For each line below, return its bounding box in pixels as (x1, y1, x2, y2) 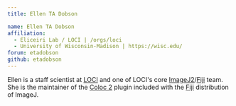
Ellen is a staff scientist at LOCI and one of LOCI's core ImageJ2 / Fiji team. (7, 75, 224, 83)
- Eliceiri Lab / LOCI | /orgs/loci (14, 36, 122, 43)
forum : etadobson (7, 49, 59, 57)
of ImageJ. (7, 90, 39, 99)
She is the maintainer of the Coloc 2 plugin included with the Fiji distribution (7, 83, 229, 91)
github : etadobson (7, 56, 62, 64)
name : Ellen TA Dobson (7, 23, 75, 30)
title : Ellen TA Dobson (7, 10, 78, 18)
